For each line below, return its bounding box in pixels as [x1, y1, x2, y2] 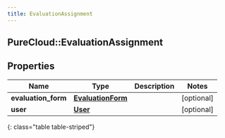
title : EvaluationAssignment [7, 10, 93, 18]
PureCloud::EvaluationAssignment [7, 37, 164, 49]
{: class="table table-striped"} [7, 123, 95, 131]
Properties [7, 61, 55, 73]
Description [134, 81, 175, 91]
